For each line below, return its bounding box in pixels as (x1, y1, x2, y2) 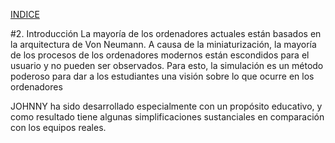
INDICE (10, 9, 40, 20)
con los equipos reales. (10, 122, 107, 133)
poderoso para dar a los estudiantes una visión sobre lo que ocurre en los (10, 70, 315, 82)
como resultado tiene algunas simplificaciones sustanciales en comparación (10, 111, 325, 123)
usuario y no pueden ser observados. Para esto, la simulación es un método (10, 60, 324, 71)
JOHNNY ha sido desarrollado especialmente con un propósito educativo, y (10, 100, 323, 112)
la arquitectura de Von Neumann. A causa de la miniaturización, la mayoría (10, 39, 317, 50)
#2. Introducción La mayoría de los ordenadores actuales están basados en (10, 28, 322, 39)
